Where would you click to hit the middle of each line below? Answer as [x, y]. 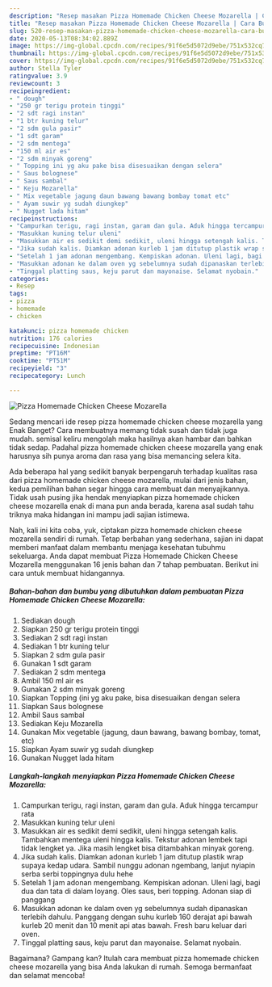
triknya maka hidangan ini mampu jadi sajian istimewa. [100, 514]
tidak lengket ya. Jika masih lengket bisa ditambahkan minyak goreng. [137, 848]
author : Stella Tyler [46, 69]
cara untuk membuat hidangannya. [67, 573]
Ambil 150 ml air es [52, 680]
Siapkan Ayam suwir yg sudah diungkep [87, 749]
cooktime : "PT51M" [40, 361]
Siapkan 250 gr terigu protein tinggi [80, 629]
